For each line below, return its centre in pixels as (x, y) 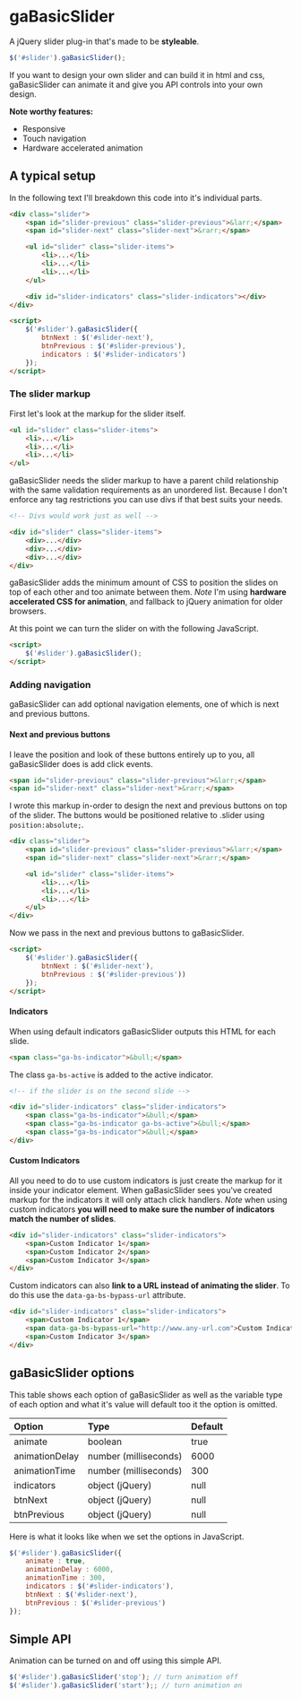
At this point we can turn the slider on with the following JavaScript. (134, 629)
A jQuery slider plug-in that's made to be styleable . (104, 41)
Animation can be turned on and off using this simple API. (116, 1660)
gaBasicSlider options (72, 1373)
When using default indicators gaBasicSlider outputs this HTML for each (142, 1031)
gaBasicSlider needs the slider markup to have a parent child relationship (144, 481)
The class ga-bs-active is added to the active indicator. (111, 1075)
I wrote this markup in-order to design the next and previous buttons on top (149, 806)
